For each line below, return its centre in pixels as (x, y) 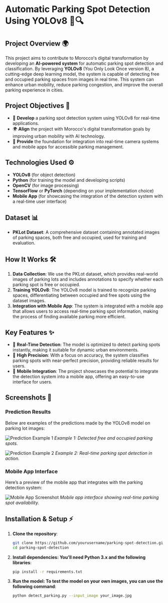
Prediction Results (28, 412)
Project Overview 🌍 (37, 43)
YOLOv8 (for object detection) (44, 175)
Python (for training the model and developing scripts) (69, 180)
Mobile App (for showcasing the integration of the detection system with (88, 196)
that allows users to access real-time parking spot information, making (85, 311)
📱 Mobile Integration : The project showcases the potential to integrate (85, 371)
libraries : (22, 562)
